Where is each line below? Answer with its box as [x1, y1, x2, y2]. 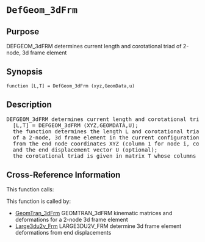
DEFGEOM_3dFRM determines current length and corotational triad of [6, 43, 182, 50]
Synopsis [6, 67, 43, 77]
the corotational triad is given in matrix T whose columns [12, 152, 196, 159]
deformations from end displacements [15, 229, 112, 237]
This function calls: [6, 186, 54, 193]
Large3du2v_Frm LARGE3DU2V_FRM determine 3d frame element [15, 222, 182, 230]
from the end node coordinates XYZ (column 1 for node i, [12, 140, 190, 147]
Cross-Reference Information [6, 170, 121, 180]
